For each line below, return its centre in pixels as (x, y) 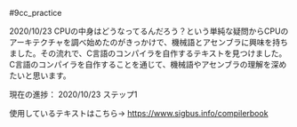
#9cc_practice (36, 13)
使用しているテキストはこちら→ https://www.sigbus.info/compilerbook (139, 113)
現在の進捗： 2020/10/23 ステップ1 (73, 94)
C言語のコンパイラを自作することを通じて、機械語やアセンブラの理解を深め (148, 64)
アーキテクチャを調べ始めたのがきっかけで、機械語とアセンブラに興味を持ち (149, 42)
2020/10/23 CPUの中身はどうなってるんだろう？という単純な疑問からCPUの (149, 31)
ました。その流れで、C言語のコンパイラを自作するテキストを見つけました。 (148, 53)
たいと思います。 (40, 75)
